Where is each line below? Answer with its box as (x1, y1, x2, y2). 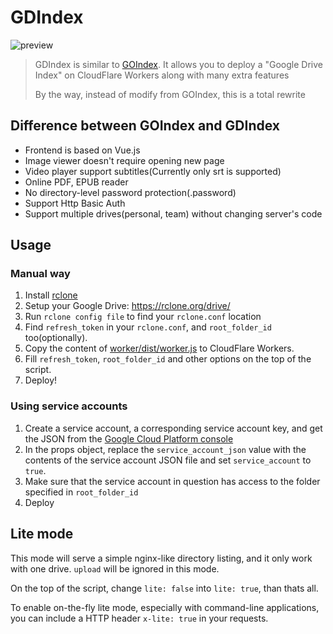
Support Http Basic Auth (24, 197, 126, 209)
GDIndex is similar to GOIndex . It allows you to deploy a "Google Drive (34, 58, 323, 70)
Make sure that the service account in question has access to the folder (24, 475, 321, 487)
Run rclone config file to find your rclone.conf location (24, 311, 262, 323)
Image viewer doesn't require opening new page (24, 154, 225, 166)
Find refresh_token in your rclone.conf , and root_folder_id (24, 321, 272, 333)
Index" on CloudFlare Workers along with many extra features (34, 69, 290, 81)
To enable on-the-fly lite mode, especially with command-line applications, (10, 601, 320, 613)
